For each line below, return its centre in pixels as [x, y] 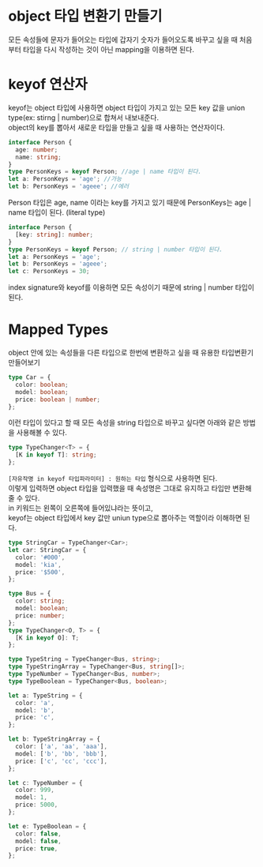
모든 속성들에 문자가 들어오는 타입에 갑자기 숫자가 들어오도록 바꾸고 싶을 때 [123, 39]
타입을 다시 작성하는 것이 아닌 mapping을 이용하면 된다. [109, 49]
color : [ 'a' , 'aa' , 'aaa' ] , [62, 747]
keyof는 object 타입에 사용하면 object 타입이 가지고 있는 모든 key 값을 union [127, 107]
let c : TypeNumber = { [45, 783]
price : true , [37, 848]
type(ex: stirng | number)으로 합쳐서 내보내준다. [84, 117]
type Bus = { [30, 594]
